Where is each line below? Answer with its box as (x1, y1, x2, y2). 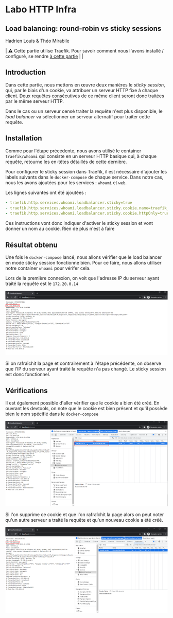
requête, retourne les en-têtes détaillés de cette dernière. (5, 158, 127, 165)
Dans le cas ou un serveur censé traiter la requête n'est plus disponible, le (5, 108, 163, 114)
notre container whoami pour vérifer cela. (5, 265, 91, 271)
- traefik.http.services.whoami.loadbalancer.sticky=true (5, 200, 132, 205)
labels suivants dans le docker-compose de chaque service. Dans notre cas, (5, 174, 164, 180)
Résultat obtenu (5, 240, 58, 249)
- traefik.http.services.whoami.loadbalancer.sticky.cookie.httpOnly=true (5, 211, 169, 216)
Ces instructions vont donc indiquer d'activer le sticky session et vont (5, 220, 153, 226)
